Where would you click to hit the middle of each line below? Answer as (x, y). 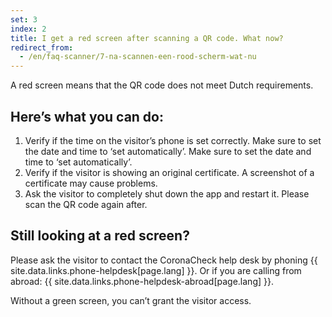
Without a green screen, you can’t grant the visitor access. (131, 300)
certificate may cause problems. (91, 183)
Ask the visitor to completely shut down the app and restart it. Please (167, 193)
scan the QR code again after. (86, 204)
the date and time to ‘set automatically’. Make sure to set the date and (168, 151)
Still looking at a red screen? (100, 236)
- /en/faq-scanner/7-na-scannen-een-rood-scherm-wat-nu (138, 57)
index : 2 (28, 29)
